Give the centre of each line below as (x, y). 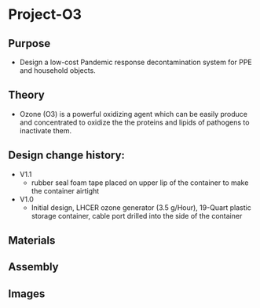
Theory (27, 95)
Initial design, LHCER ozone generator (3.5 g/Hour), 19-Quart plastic (141, 207)
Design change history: (67, 156)
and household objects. (57, 71)
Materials (32, 241)
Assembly (33, 267)
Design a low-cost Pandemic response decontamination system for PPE (136, 62)
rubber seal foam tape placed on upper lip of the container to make (140, 183)
